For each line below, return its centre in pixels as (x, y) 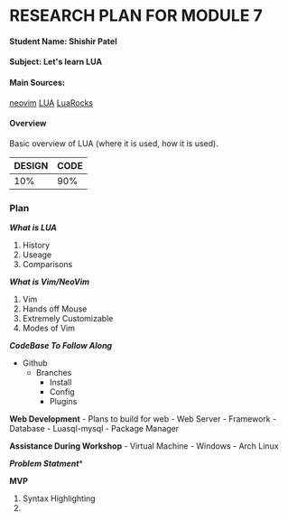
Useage (37, 255)
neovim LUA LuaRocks (51, 102)
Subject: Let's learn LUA (56, 62)
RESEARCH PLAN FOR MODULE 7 (136, 16)
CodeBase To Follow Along (61, 346)
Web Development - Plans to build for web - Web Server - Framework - (143, 419)
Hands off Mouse (55, 309)
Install (60, 382)
